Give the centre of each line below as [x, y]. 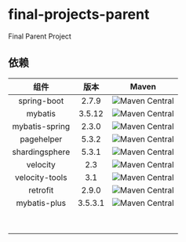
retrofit [41, 190]
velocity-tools [41, 177]
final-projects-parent [79, 15]
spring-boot [41, 101]
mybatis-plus [41, 203]
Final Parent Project [40, 36]
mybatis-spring [41, 126]
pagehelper [41, 139]
